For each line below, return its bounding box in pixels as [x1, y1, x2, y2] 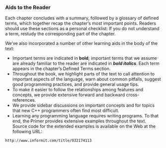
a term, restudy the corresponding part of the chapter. [5, 31, 116, 37]
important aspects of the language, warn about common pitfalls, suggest [12, 76, 161, 82]
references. [12, 97, 36, 103]
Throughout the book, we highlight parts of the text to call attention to [12, 71, 155, 77]
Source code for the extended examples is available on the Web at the [12, 123, 156, 129]
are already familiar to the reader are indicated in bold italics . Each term [12, 61, 160, 67]
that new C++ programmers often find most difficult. [12, 108, 119, 113]
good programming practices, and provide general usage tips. [12, 81, 139, 87]
